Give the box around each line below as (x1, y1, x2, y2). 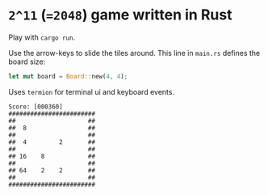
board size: (8, 57, 46, 66)
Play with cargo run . (8, 32, 75, 42)
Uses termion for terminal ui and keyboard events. (8, 87, 175, 96)
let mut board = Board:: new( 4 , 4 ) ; (8, 72, 128, 80)
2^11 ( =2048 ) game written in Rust (8, 6, 232, 24)
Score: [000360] (8, 103, 63, 111)
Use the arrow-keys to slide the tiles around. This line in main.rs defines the (8, 48, 261, 57)
